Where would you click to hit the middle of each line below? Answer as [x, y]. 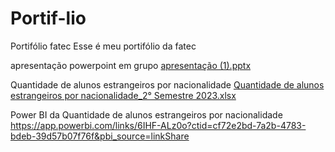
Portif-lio [48, 18]
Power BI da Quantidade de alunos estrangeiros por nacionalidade [146, 114]
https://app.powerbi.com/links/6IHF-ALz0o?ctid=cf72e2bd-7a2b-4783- [158, 125]
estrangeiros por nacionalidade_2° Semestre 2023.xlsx [123, 95]
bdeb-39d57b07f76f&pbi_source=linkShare [100, 136]
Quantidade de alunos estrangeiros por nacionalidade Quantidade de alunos [167, 84]
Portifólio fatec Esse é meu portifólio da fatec [103, 46]
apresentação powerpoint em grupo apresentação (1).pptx [131, 65]
